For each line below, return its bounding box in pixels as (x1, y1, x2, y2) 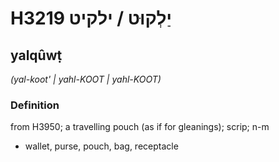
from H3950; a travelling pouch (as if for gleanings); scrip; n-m (10, 121, 270, 133)
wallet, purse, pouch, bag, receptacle (24, 140, 179, 152)
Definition (10, 98, 60, 112)
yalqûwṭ (10, 47, 63, 64)
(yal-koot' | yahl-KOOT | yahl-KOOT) (10, 73, 162, 85)
